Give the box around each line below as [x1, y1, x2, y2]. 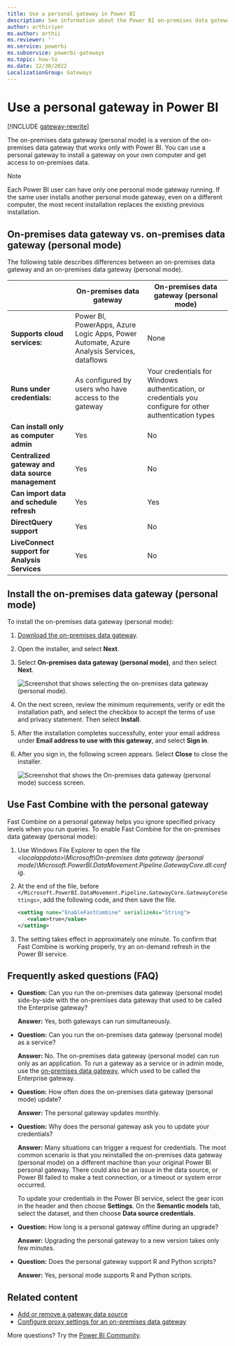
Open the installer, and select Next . [17, 645, 120, 653]
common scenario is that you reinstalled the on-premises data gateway [17, 1151, 222, 1159]
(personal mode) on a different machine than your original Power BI [17, 1159, 212, 1167]
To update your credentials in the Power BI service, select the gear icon [17, 1194, 224, 1203]
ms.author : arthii [7, 29, 61, 37]
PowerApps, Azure [74, 320, 136, 330]
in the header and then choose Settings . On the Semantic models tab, [17, 1201, 222, 1211]
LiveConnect [10, 538, 55, 547]
